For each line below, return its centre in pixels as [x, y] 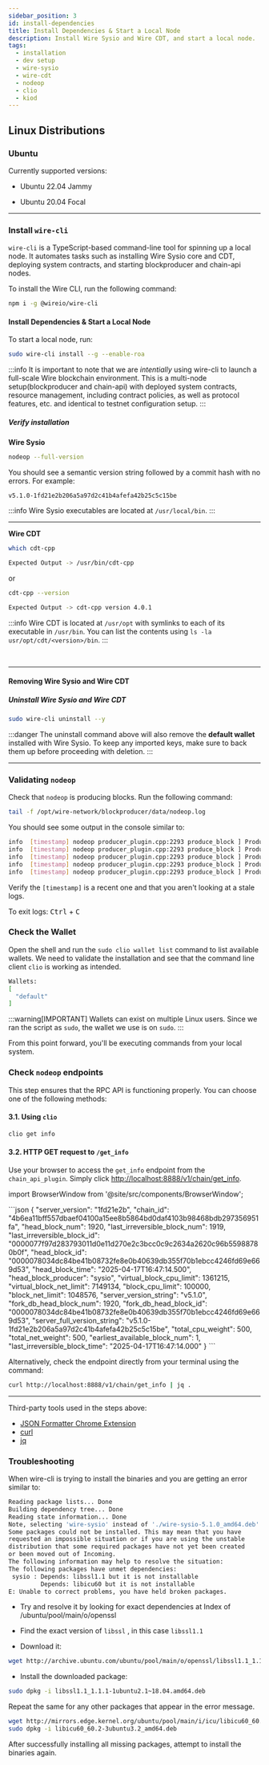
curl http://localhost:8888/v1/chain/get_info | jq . [100, 1385]
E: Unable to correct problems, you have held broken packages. [118, 1592]
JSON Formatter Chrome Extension [78, 1423]
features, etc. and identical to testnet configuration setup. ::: [107, 404]
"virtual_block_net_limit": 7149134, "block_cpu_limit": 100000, [109, 1286]
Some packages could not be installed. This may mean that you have [125, 1532]
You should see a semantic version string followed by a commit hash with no [134, 473]
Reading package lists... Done [60, 1502]
